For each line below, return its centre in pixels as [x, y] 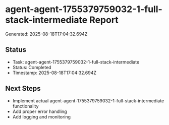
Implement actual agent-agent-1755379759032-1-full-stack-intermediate [88, 101]
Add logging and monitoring [42, 116]
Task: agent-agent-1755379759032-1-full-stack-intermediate [76, 62]
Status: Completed [32, 67]
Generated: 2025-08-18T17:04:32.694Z [46, 34]
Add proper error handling [40, 111]
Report [104, 20]
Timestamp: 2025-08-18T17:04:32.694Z [54, 73]
